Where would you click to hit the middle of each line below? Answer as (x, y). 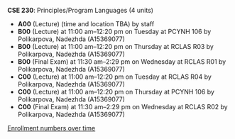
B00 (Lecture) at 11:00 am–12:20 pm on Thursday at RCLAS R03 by (116, 46)
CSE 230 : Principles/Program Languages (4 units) (81, 10)
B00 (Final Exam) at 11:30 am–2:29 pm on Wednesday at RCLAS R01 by (122, 62)
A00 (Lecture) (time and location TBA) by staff (86, 24)
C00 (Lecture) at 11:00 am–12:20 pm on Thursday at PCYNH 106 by (116, 92)
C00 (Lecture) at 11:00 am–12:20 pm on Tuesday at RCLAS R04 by (114, 77)
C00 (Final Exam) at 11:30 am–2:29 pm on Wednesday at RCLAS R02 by (123, 107)
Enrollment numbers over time (51, 128)
